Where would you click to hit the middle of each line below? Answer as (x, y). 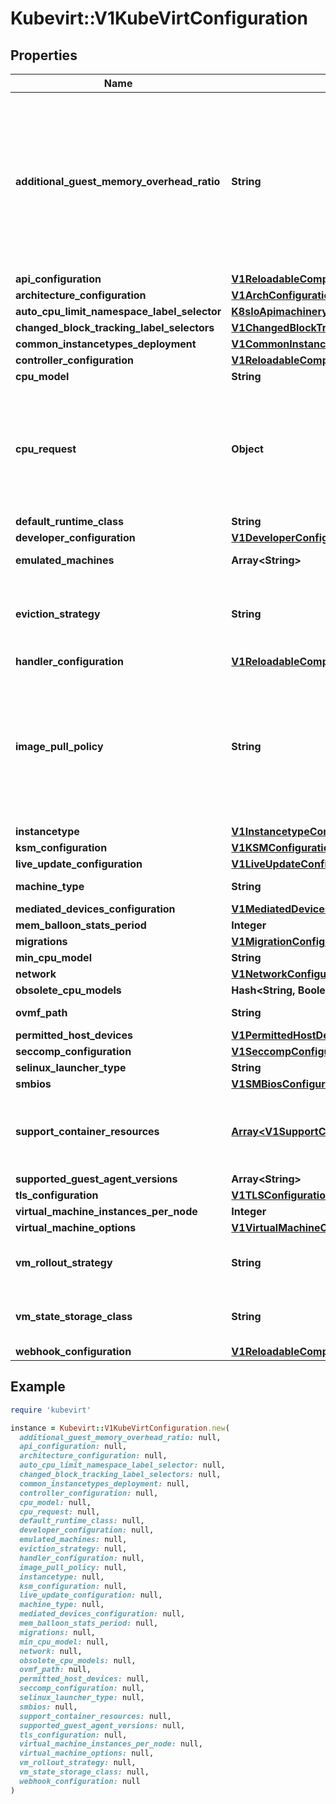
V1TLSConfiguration (281, 1195)
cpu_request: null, (60, 1512)
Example (38, 1387)
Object (247, 449)
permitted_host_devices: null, (84, 1679)
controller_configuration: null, (89, 1493)
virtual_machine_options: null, (87, 1753)
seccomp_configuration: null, (82, 1688)
